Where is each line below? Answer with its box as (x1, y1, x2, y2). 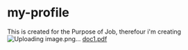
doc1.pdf (82, 34, 108, 42)
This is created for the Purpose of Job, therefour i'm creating (7, 27, 182, 36)
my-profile (7, 5, 69, 21)
